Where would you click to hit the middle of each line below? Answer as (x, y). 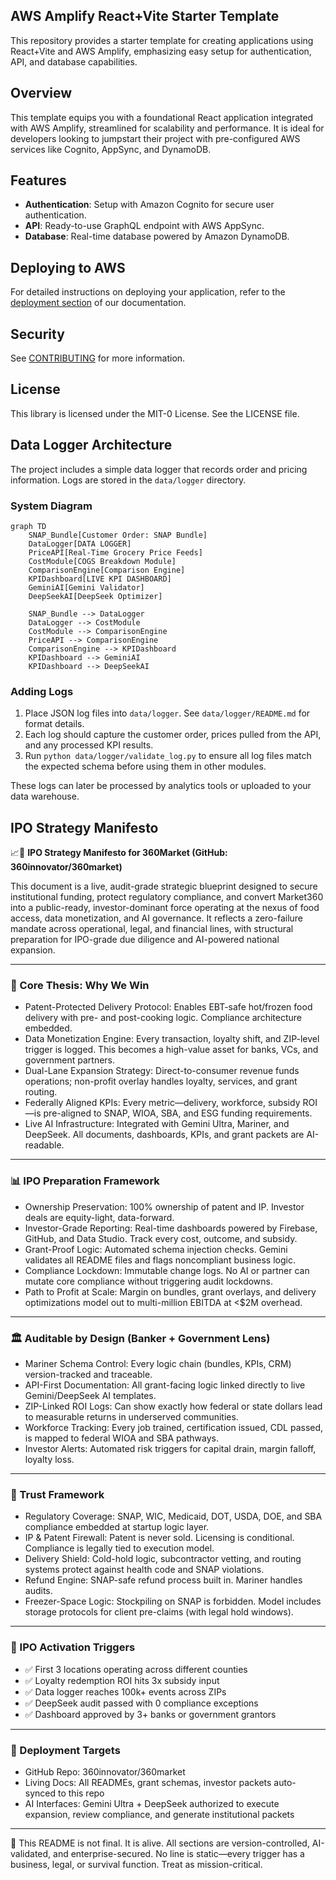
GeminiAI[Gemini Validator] (86, 587)
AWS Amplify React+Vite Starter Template (145, 16)
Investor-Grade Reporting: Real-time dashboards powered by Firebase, (171, 1228)
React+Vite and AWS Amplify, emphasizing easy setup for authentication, (161, 51)
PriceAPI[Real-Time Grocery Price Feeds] (115, 552)
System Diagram (51, 506)
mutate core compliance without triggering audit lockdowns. (149, 1281)
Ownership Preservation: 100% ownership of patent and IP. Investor (164, 1206)
